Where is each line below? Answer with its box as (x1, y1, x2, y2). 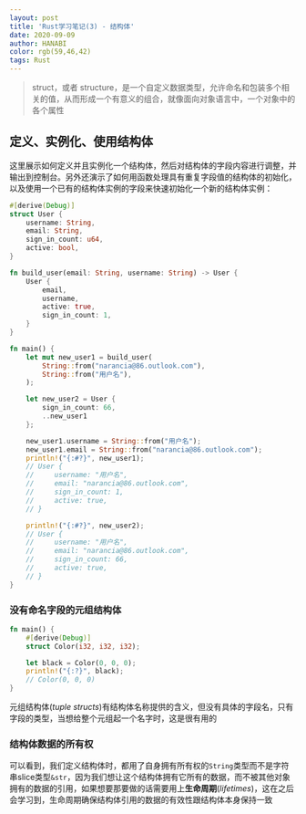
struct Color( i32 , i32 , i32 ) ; (25, 642, 141, 651)
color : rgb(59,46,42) (9, 47, 92, 57)
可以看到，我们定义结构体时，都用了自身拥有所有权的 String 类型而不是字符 (9, 760, 290, 771)
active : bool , (25, 244, 79, 253)
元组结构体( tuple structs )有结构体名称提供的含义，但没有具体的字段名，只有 (9, 702, 294, 713)
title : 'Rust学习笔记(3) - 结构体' (9, 22, 135, 31)
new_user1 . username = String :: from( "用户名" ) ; (25, 436, 202, 445)
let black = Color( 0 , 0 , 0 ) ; (25, 658, 137, 667)
